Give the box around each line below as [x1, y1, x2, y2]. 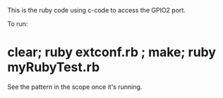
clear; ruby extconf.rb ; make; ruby [7, 44, 217, 61]
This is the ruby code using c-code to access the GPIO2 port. [7, 6, 186, 14]
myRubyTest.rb [7, 59, 100, 75]
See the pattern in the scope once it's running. [7, 82, 143, 91]
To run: [7, 20, 28, 27]
